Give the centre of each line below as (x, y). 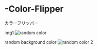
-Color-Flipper (34, 9)
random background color (31, 42)
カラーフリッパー (22, 23)
